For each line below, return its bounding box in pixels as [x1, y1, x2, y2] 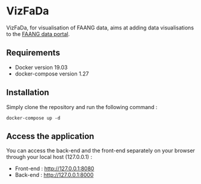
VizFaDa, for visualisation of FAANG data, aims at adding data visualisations [6, 24, 194, 31]
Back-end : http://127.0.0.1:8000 [14, 171, 94, 179]
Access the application [6, 131, 94, 141]
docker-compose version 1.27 [14, 70, 89, 77]
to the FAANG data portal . [6, 30, 70, 37]
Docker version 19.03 [14, 64, 68, 71]
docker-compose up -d [6, 115, 61, 121]
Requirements [6, 48, 60, 58]
